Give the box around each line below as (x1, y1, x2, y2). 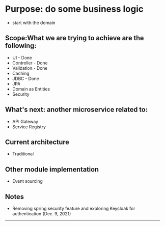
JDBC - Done (12, 75, 39, 82)
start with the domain (12, 20, 55, 26)
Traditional (12, 151, 34, 157)
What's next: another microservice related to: (5, 106, 148, 114)
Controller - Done (12, 60, 48, 66)
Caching (12, 70, 29, 76)
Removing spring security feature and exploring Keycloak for (12, 205, 136, 211)
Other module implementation (5, 165, 99, 173)
